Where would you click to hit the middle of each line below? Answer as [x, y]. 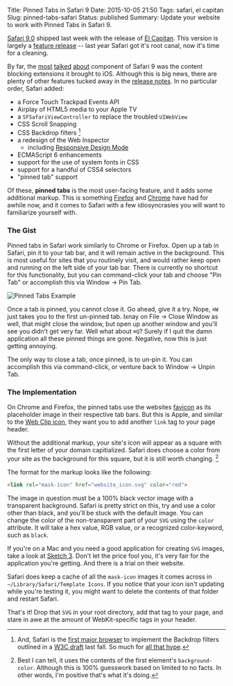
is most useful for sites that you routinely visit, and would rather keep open [114, 260]
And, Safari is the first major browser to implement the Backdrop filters [118, 639]
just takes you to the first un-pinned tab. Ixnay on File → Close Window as [113, 316]
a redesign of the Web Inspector [63, 140]
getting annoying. [32, 345]
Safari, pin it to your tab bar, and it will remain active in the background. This [116, 252]
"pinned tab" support [48, 177]
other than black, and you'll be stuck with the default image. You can [105, 513]
